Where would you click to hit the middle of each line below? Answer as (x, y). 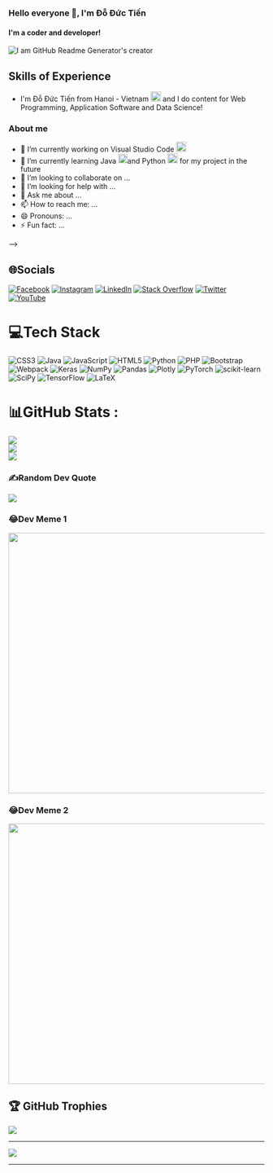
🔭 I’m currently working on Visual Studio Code (97, 149)
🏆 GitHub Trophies (58, 1107)
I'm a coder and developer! (55, 33)
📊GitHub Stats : (64, 413)
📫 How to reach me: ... (59, 204)
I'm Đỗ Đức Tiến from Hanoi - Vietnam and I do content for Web (133, 99)
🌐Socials (32, 269)
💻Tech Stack (54, 332)
